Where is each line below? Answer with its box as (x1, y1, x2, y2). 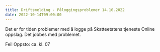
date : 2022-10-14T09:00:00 (5, 12, 62, 17)
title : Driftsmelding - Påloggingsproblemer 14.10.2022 (5, 7, 125, 13)
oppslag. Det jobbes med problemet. (5, 31, 82, 37)
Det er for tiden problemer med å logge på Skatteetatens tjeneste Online (5, 26, 155, 32)
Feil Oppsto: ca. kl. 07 (5, 41, 50, 47)
